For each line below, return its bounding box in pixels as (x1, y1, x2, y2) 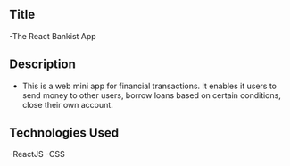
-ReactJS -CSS (9, 149, 65, 160)
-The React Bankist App (9, 30, 96, 41)
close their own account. (21, 99, 113, 110)
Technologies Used (9, 125, 119, 141)
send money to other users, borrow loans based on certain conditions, (21, 89, 281, 101)
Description (9, 57, 76, 72)
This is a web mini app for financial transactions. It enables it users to (21, 80, 277, 91)
